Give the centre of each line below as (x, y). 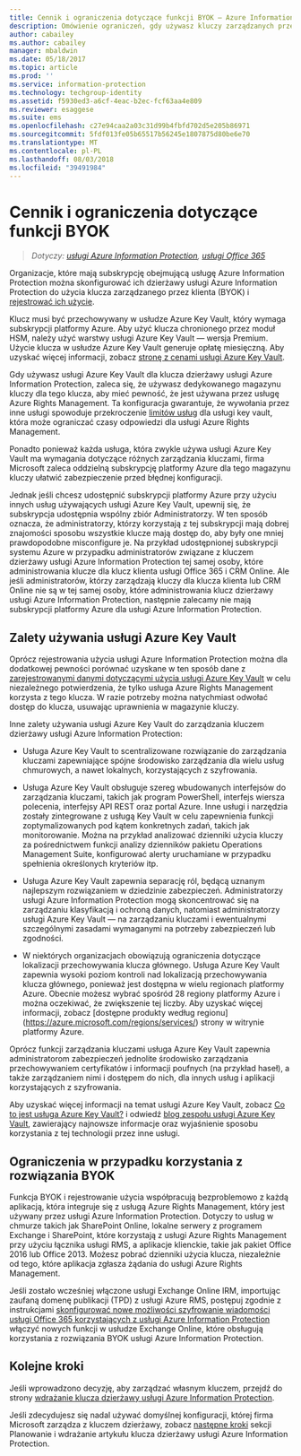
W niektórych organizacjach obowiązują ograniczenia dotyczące (142, 956)
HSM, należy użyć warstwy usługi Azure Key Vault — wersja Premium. (139, 338)
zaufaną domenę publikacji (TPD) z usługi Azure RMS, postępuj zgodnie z (146, 1300)
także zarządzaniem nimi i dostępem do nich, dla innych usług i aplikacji (142, 1078)
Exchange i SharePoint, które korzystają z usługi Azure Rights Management (148, 1235)
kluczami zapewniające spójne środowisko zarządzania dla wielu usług (153, 761)
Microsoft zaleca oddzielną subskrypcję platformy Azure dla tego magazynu (150, 468)
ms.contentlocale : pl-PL (56, 151)
